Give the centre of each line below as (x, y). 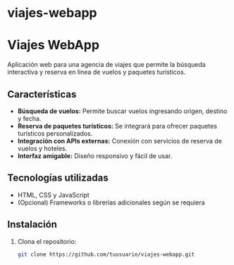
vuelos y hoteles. (42, 148)
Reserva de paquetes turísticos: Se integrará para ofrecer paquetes (117, 126)
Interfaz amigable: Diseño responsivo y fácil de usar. (95, 155)
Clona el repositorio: (47, 241)
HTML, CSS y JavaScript (53, 195)
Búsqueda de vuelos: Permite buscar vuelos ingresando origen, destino (122, 111)
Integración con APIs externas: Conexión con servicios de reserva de (119, 141)
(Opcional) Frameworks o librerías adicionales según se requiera (111, 202)
